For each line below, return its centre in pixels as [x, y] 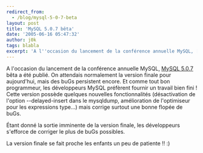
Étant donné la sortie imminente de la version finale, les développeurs [93, 125]
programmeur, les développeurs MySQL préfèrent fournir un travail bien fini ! [102, 88]
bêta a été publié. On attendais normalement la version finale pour [89, 75]
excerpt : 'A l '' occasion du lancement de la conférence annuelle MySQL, [100, 51]
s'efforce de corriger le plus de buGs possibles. [66, 131]
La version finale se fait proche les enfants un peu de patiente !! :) [88, 143]
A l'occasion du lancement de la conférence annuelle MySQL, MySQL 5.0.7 [100, 68]
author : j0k [21, 40]
